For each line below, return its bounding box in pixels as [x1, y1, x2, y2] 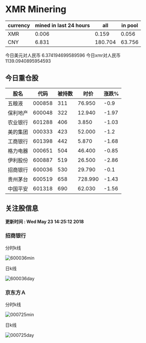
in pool [121, 22, 138, 29]
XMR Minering [5, 4, 66, 15]
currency [8, 22, 30, 29]
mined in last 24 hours [35, 22, 90, 29]
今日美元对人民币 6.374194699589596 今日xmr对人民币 [5, 52, 121, 58]
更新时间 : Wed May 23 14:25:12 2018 [5, 219, 84, 225]
